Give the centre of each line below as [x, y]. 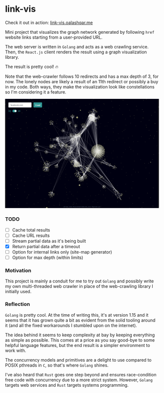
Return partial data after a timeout [46, 246]
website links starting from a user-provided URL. [54, 37]
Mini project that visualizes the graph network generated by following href [80, 32]
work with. [16, 350]
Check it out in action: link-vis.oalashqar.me [49, 23]
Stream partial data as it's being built [49, 241]
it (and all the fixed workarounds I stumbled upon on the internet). [71, 325]
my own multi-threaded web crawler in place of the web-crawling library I [79, 286]
